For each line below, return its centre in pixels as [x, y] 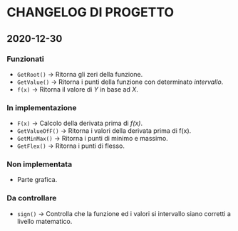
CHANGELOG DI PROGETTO [90, 12]
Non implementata [40, 164]
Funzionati [25, 59]
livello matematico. [45, 221]
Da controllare [32, 198]
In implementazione [42, 107]
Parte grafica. [37, 180]
